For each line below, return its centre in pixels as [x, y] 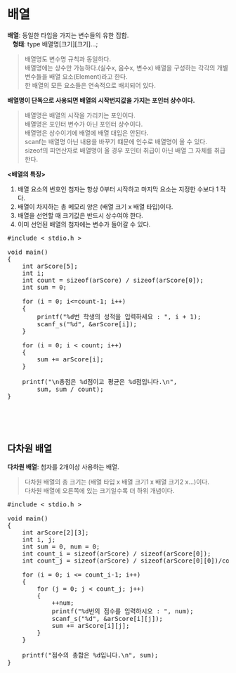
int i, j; [39, 539]
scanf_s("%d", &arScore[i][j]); [107, 618]
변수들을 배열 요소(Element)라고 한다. [76, 76]
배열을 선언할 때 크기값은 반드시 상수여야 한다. [80, 215]
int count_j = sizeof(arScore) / [80, 560]
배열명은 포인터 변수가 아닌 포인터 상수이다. [84, 124]
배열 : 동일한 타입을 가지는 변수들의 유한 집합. [68, 35]
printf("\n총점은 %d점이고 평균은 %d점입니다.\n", [100, 382]
